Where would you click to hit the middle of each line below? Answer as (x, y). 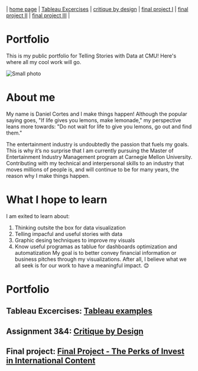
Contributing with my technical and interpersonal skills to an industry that (95, 163)
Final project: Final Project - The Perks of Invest (95, 352)
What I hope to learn (57, 200)
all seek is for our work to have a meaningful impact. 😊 (82, 265)
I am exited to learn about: (38, 216)
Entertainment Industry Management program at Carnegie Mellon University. (99, 156)
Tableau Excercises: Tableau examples (79, 311)
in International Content (51, 361)
